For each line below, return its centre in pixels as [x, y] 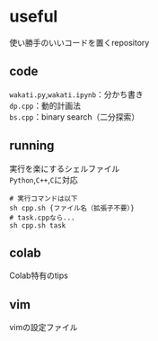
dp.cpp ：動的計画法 [45, 105]
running [32, 146]
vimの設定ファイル [44, 328]
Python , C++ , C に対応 [44, 179]
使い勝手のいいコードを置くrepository [79, 42]
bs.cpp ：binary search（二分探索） [75, 117]
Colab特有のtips [39, 275]
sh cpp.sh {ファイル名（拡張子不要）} [72, 208]
